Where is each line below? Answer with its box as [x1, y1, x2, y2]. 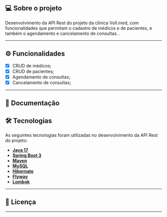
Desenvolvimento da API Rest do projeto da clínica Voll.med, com [5, 19, 139, 26]
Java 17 [12, 147, 28, 153]
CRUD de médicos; [12, 63, 52, 69]
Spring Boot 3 [12, 152, 42, 158]
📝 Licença [5, 198, 36, 207]
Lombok [12, 179, 30, 185]
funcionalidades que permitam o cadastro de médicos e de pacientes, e [5, 25, 153, 31]
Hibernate [12, 168, 34, 174]
